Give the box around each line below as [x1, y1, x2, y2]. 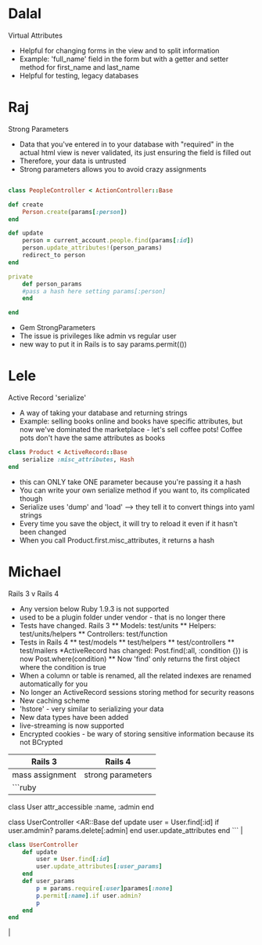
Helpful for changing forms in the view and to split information [19, 45, 220, 55]
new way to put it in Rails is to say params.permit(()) [19, 340, 188, 349]
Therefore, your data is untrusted [19, 156, 127, 165]
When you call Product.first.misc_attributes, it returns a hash [19, 535, 215, 545]
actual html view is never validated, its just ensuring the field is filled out [19, 147, 252, 157]
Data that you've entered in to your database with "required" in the [19, 139, 235, 149]
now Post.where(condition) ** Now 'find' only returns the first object [19, 654, 240, 663]
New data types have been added [19, 712, 129, 721]
